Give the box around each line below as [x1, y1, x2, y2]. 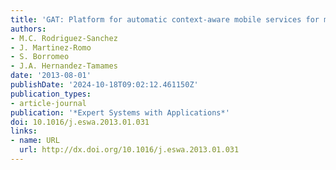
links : [10, 126, 38, 136]
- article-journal [10, 98, 87, 108]
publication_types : [10, 89, 92, 99]
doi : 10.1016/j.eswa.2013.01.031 [10, 117, 150, 127]
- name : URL [10, 136, 60, 146]
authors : [10, 24, 47, 34]
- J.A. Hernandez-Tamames [10, 61, 118, 71]
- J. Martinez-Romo [10, 42, 92, 53]
